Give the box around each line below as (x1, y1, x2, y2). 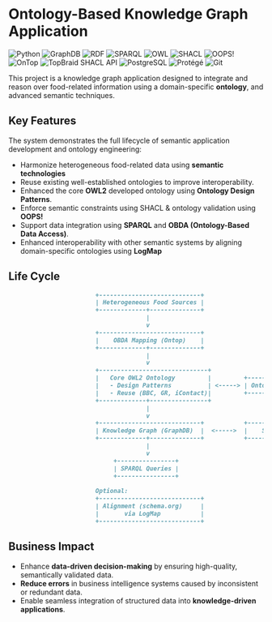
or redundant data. (19, 587, 83, 597)
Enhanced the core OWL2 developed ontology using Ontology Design (19, 186, 255, 195)
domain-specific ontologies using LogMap (19, 246, 162, 255)
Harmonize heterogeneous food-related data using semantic (19, 160, 224, 169)
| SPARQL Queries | (113, 464, 180, 473)
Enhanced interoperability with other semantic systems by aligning (19, 237, 243, 247)
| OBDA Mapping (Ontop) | (95, 336, 205, 345)
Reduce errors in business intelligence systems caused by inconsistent (19, 578, 259, 588)
